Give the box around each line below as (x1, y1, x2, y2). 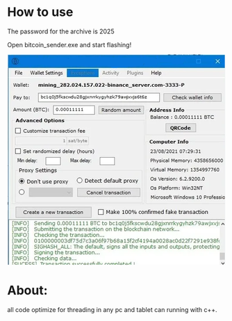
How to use (7, 4, 74, 20)
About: (7, 283, 48, 299)
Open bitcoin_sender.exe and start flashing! (7, 40, 132, 49)
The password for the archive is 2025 (7, 27, 115, 35)
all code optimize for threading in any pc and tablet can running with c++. (7, 305, 217, 313)
